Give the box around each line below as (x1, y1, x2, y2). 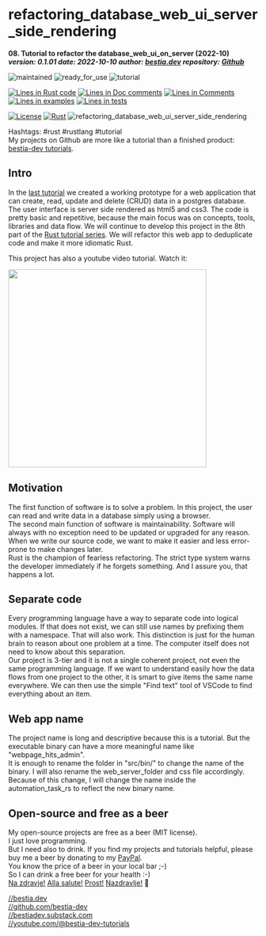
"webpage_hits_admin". (8, 750, 85, 759)
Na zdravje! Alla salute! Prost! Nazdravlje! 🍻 (8, 878, 150, 888)
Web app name (8, 712, 85, 725)
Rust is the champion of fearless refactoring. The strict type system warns (8, 553, 251, 562)
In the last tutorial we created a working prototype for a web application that (8, 188, 256, 197)
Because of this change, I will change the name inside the (8, 775, 196, 785)
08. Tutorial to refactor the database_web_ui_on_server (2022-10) (8, 48, 230, 58)
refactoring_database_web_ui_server (8, 6, 258, 24)
